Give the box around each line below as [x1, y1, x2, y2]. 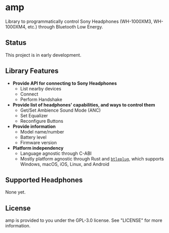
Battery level [20, 134, 47, 140]
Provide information [12, 123, 56, 129]
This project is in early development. [5, 52, 82, 58]
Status [5, 39, 27, 47]
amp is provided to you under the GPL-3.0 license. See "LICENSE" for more [5, 217, 162, 223]
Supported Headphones [5, 176, 83, 184]
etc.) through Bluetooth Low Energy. [27, 23, 103, 29]
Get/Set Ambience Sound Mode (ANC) [20, 107, 101, 113]
